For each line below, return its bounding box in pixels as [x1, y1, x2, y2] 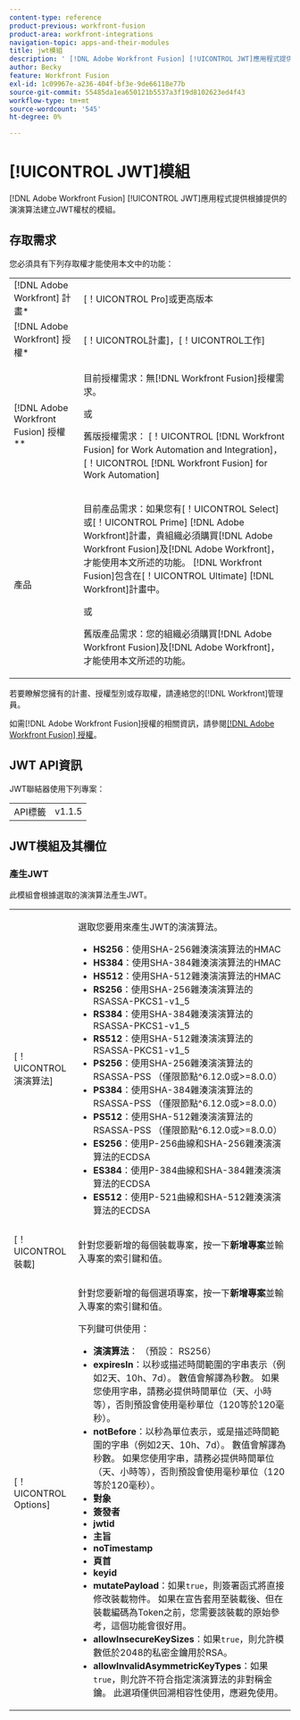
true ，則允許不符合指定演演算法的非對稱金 [93, 1674, 273, 1686]
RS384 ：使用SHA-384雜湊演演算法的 [93, 1008, 254, 1021]
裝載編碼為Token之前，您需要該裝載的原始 [93, 1607, 271, 1619]
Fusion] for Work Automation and [83, 443, 223, 455]
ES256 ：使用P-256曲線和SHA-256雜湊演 [93, 1138, 272, 1150]
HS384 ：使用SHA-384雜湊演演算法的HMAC [93, 956, 281, 969]
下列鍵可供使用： [78, 1323, 150, 1335]
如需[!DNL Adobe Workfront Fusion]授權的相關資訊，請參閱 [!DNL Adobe [9, 718, 275, 729]
